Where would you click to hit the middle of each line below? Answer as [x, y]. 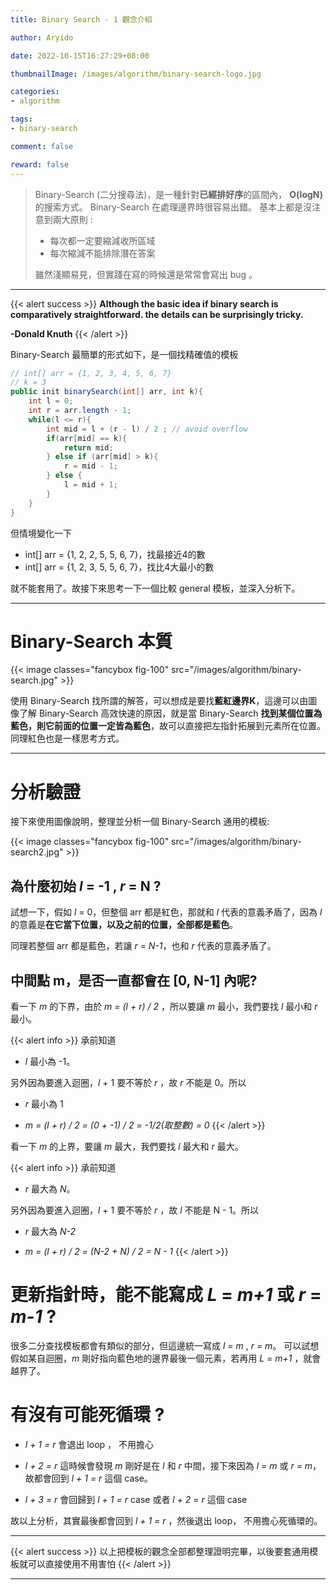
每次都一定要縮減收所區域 [102, 240]
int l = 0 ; [51, 401]
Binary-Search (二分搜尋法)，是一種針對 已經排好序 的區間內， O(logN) [179, 194]
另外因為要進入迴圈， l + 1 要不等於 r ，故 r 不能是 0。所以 [128, 1082]
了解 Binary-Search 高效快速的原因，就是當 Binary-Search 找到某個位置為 [170, 713]
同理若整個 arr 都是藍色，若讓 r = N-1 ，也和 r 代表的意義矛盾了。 [143, 946]
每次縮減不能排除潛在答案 [102, 253]
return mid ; [88, 447]
